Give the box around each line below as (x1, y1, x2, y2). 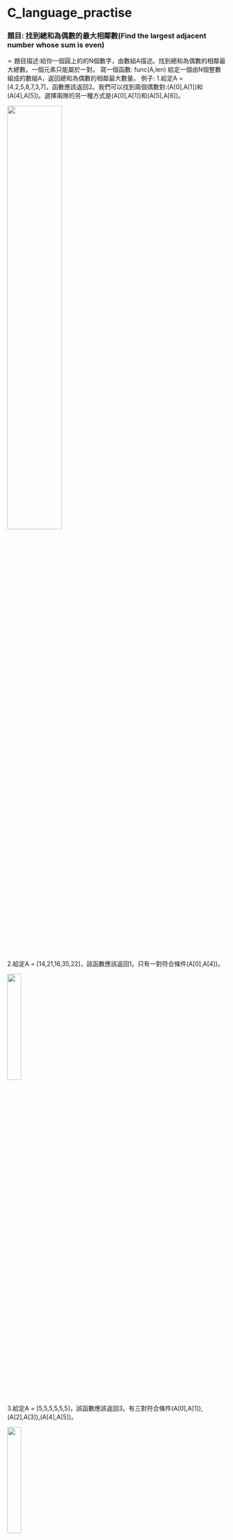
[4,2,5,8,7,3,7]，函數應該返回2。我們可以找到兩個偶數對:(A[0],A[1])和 (7, 83, 204, 91)
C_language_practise (7, 5, 132, 21)
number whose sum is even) (7, 40, 105, 50)
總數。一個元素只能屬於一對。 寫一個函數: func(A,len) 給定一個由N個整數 (13, 65, 221, 74)
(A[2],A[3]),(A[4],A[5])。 (7, 1413, 78, 1421)
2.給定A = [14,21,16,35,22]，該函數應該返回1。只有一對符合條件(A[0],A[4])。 (7, 959, 224, 968)
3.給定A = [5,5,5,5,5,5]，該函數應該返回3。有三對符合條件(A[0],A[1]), (7, 1404, 203, 1413)
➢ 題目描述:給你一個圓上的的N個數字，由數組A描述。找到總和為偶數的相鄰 (7, 57, 220, 65)
